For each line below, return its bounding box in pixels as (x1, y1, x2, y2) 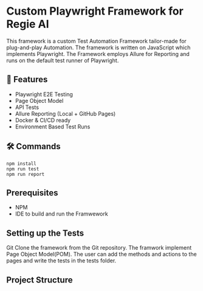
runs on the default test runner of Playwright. (6, 57, 119, 64)
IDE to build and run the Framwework (15, 210, 108, 217)
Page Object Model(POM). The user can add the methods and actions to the (6, 251, 197, 258)
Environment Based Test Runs (15, 123, 91, 130)
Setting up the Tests (6, 228, 84, 238)
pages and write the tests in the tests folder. (6, 257, 117, 264)
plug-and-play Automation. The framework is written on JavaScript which (6, 44, 191, 51)
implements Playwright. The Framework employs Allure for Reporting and (6, 50, 190, 57)
